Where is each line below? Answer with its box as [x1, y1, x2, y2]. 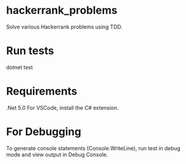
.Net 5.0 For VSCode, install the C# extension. [6, 104, 119, 111]
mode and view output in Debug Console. [6, 151, 108, 158]
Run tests [6, 44, 54, 58]
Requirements [6, 84, 77, 98]
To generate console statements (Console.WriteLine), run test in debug [6, 144, 181, 152]
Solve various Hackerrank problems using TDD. [6, 23, 123, 30]
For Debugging [6, 125, 82, 138]
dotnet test [6, 64, 33, 71]
